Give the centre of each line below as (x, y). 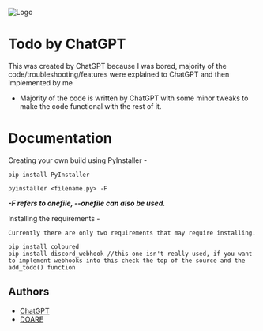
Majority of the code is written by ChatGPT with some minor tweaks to (134, 98)
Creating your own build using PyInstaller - (78, 160)
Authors (29, 292)
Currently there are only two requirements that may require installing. (132, 233)
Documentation (60, 139)
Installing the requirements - (54, 218)
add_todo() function (42, 267)
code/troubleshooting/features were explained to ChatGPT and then (119, 74)
